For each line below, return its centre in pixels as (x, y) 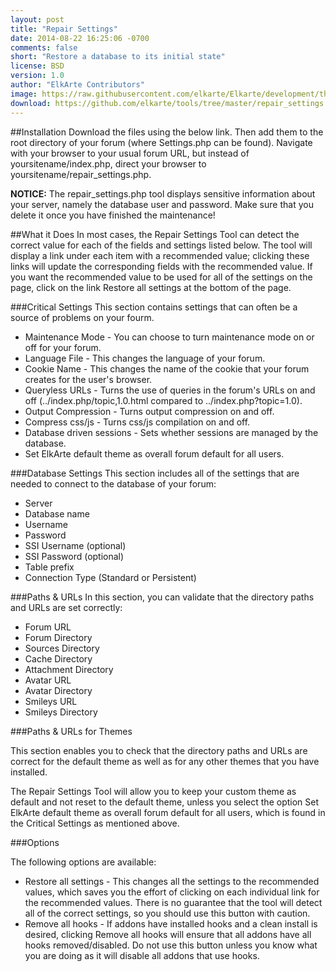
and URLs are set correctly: (66, 607)
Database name (57, 513)
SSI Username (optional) (75, 545)
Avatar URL (48, 680)
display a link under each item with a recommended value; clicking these (160, 255)
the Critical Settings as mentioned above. (95, 823)
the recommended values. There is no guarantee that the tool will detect (173, 902)
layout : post (37, 19)
